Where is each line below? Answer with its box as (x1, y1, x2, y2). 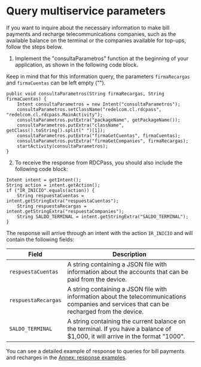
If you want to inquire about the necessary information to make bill (6, 24, 170, 31)
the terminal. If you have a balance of (67, 324, 172, 333)
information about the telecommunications (67, 292, 187, 300)
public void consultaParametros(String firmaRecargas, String (6, 91, 165, 97)
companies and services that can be (67, 300, 169, 308)
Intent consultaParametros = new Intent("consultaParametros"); (17, 101, 181, 107)
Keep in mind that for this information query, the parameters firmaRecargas (6, 73, 190, 80)
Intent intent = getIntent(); (6, 177, 82, 183)
